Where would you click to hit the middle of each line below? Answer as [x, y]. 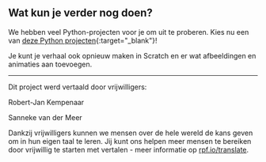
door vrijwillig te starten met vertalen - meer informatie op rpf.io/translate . [129, 149]
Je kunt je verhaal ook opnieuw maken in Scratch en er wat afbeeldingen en [132, 55]
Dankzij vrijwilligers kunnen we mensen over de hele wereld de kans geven [131, 133]
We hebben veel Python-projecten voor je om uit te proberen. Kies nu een [129, 32]
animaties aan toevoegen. [50, 64]
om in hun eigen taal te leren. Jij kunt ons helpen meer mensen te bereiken [130, 141]
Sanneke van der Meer [46, 117]
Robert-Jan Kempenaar [46, 102]
